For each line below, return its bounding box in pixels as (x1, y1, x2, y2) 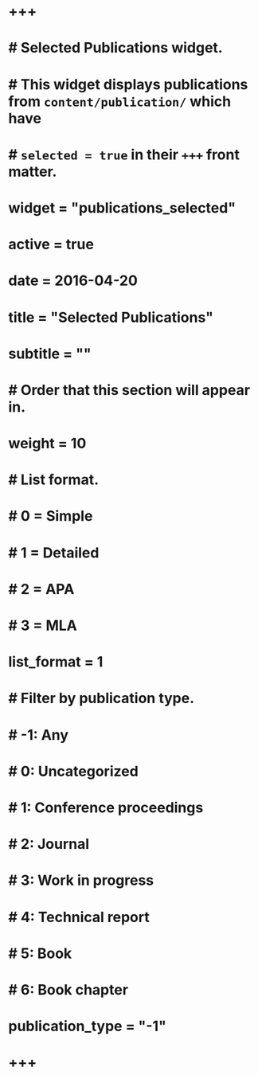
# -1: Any (8, 725, 69, 744)
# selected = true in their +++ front (8, 146, 240, 163)
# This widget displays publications (8, 75, 248, 93)
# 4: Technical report (8, 908, 150, 926)
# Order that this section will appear (8, 381, 251, 399)
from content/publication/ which (8, 92, 232, 110)
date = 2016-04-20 (8, 272, 138, 290)
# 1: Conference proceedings (8, 799, 204, 816)
